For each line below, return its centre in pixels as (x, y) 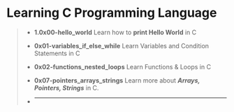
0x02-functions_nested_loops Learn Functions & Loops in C (122, 66)
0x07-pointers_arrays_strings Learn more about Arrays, (117, 80)
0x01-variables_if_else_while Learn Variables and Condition (122, 45)
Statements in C (57, 53)
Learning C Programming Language (112, 13)
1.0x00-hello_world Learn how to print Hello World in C (115, 32)
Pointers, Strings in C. (66, 87)
